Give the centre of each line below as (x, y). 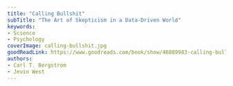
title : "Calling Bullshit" (46, 14)
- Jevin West (26, 71)
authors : (20, 59)
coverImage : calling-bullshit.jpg (57, 46)
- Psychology (26, 40)
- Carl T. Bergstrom (37, 65)
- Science (21, 33)
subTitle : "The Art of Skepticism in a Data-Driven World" (94, 20)
